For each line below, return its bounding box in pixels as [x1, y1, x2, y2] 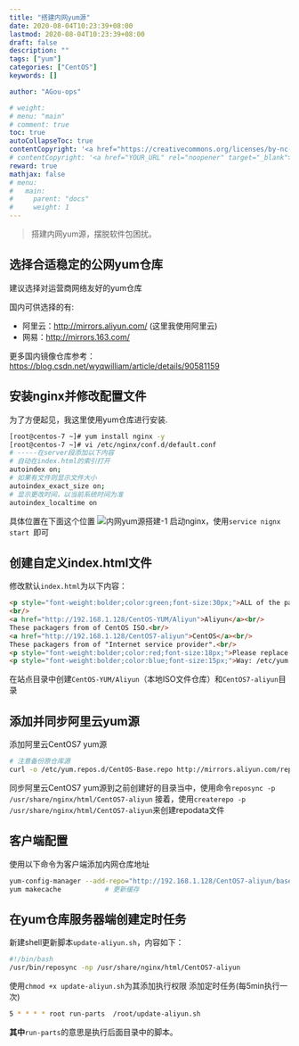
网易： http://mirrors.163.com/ [21, 331, 131, 342]
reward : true [9, 162, 58, 170]
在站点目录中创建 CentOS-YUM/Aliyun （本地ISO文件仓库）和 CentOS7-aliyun [9, 674, 279, 685]
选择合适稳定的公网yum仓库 [9, 257, 163, 272]
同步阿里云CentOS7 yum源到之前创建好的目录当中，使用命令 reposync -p [9, 782, 276, 793]
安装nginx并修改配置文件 [9, 389, 147, 404]
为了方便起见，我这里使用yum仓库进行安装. [9, 414, 168, 425]
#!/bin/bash [9, 955, 53, 964]
